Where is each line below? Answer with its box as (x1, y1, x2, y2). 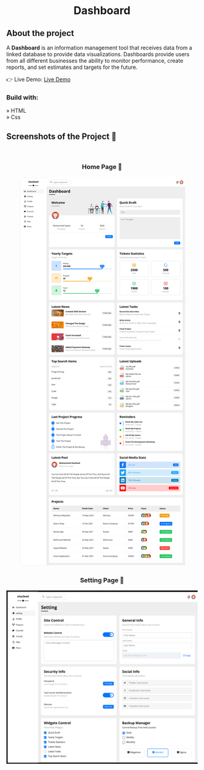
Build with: (6, 93, 39, 101)
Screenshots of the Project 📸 (6, 131, 117, 141)
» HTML (6, 107, 27, 115)
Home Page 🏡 (81, 163, 123, 171)
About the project (6, 28, 75, 38)
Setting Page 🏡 (80, 576, 124, 585)
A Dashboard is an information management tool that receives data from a (6, 44, 192, 51)
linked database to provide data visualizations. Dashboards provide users (6, 51, 190, 58)
